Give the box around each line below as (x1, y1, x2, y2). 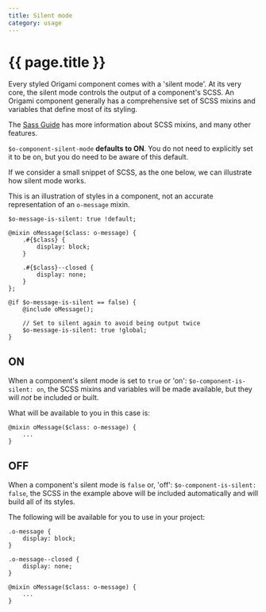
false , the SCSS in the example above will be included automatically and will (8, 489, 259, 498)
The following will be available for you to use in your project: (8, 513, 205, 522)
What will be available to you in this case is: (8, 408, 151, 418)
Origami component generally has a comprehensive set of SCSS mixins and (8, 96, 256, 106)
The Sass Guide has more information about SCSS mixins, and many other (8, 120, 252, 129)
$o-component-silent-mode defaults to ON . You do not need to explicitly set (8, 144, 253, 153)
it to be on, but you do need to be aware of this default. (8, 152, 189, 162)
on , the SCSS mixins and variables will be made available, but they (37, 384, 253, 394)
